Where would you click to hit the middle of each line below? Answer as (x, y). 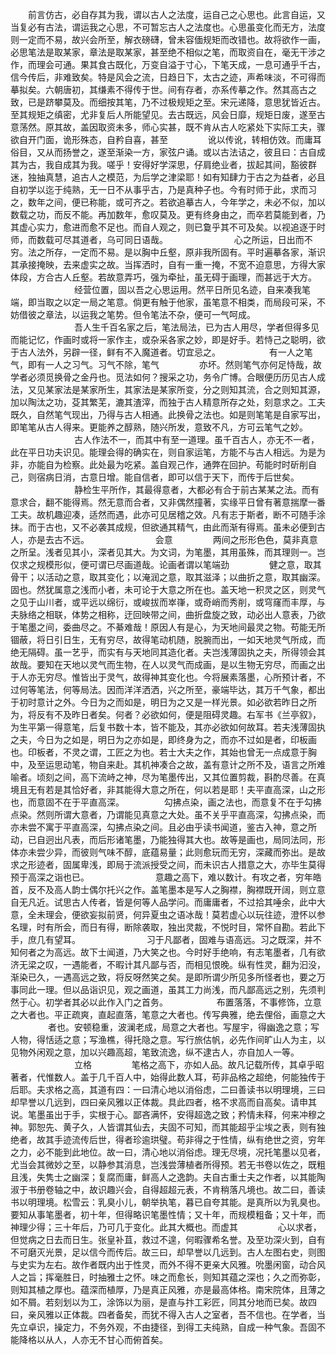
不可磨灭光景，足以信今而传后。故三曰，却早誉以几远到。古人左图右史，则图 (168, 1252)
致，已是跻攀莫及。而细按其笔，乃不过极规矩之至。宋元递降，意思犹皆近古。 (168, 102)
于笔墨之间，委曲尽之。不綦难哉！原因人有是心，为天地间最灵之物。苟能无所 (168, 627)
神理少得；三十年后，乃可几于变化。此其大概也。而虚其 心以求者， (166, 1227)
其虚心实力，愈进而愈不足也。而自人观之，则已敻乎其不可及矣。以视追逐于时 (168, 227)
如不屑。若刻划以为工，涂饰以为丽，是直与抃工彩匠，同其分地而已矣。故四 (163, 1302)
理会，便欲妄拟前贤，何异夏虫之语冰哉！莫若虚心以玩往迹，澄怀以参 (185, 914)
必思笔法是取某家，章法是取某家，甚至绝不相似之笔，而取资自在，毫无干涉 (163, 52)
